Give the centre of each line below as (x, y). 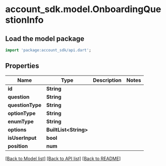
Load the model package (45, 39)
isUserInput (22, 138)
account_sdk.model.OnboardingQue (83, 9)
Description (107, 80)
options (17, 130)
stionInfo (24, 20)
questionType (25, 105)
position (18, 146)
